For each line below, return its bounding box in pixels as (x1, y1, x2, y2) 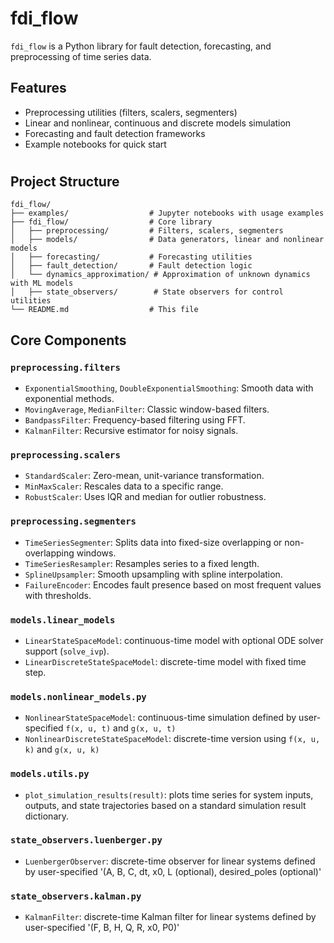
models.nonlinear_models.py (10, 691, 147, 702)
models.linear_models (10, 614, 116, 626)
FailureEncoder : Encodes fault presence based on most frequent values (24, 578, 322, 591)
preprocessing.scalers (10, 449, 121, 461)
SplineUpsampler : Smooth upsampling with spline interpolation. (24, 568, 283, 580)
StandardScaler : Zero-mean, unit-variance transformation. (24, 470, 265, 482)
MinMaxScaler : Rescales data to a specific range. (24, 480, 224, 492)
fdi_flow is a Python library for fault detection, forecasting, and (10, 40, 272, 52)
